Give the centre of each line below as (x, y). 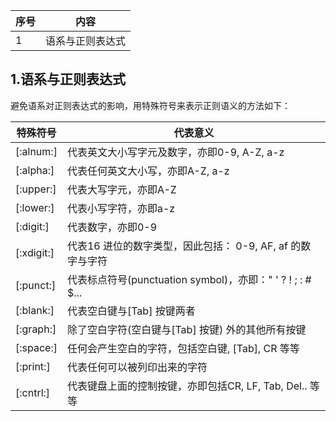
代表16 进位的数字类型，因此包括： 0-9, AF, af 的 (184, 246)
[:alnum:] (36, 151)
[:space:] (36, 347)
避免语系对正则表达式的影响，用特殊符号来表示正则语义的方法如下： (150, 105)
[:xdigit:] (35, 252)
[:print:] (33, 366)
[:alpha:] (35, 170)
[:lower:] (35, 207)
